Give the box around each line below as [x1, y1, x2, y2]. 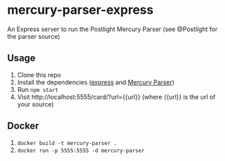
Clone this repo [17, 70, 61, 79]
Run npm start [17, 85, 59, 93]
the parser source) [7, 32, 60, 40]
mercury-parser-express [7, 2, 154, 18]
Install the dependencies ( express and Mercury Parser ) [17, 78, 175, 86]
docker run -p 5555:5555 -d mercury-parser [17, 147, 145, 154]
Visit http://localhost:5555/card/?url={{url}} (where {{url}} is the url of [17, 93, 216, 101]
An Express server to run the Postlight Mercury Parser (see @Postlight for [7, 25, 218, 33]
